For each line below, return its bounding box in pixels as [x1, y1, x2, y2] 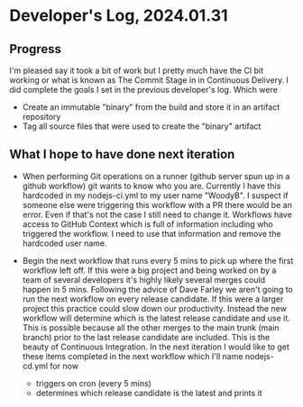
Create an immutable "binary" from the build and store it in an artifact [22, 102, 280, 113]
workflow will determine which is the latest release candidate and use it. [22, 312, 290, 323]
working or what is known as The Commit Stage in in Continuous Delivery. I [9, 75, 289, 86]
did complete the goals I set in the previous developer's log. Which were [9, 85, 278, 95]
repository [22, 112, 61, 122]
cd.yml [22, 360, 48, 371]
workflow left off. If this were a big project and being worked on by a [22, 265, 277, 276]
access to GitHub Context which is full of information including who [22, 218, 273, 230]
